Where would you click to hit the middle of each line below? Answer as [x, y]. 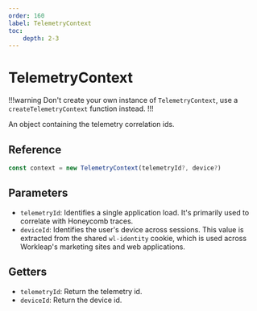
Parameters [38, 193]
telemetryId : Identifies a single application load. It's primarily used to [135, 212]
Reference [35, 149]
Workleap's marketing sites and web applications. [102, 247]
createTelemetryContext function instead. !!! [81, 108]
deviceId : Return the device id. [71, 300]
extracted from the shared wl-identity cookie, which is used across [133, 238]
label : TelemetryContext [50, 23]
